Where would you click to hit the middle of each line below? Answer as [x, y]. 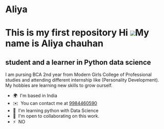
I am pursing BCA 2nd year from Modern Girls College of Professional [78, 74]
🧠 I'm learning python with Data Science [55, 111]
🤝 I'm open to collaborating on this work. [56, 116]
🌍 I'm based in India [35, 96]
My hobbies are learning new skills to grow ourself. [59, 86]
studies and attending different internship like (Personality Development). [82, 80]
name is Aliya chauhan [54, 44]
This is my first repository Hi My [77, 33]
